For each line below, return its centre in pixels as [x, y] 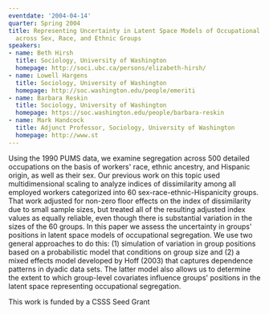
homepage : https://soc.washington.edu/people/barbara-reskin [120, 113]
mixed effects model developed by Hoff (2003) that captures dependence [130, 260]
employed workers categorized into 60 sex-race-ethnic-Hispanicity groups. [134, 192]
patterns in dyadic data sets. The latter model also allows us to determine [130, 269]
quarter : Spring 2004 [45, 23]
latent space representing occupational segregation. [95, 286]
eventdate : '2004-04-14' [50, 16]
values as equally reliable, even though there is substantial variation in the [130, 218]
